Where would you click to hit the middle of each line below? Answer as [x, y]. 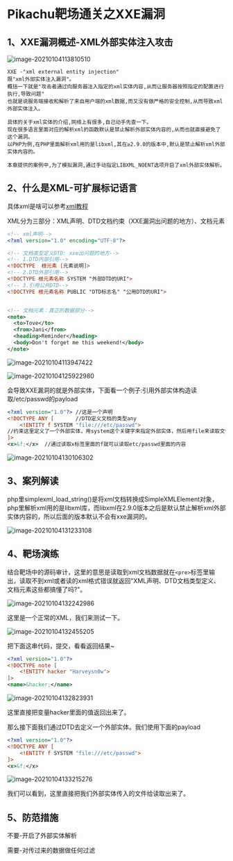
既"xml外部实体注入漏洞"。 [41, 79]
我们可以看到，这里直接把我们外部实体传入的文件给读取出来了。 [98, 794]
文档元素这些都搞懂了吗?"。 [47, 589]
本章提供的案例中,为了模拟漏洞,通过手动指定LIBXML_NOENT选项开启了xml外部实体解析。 [116, 165]
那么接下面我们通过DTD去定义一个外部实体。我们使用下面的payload [104, 727]
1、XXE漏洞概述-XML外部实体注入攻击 [90, 42]
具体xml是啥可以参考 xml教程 [48, 206]
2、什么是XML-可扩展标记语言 [72, 188]
